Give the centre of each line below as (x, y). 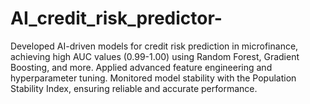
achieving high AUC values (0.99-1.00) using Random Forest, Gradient (155, 56)
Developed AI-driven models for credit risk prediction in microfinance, (154, 46)
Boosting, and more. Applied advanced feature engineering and (141, 67)
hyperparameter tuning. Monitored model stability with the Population (153, 78)
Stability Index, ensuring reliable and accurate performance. (134, 88)
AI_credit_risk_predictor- (116, 18)
